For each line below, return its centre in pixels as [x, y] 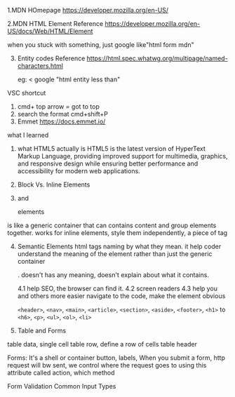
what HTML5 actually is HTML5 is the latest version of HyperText [111, 149]
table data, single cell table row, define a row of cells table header [102, 344]
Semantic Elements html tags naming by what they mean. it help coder [119, 246]
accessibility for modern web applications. [79, 171]
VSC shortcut [27, 93]
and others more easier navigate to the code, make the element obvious [121, 296]
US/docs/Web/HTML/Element [50, 31]
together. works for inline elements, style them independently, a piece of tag [117, 233]
